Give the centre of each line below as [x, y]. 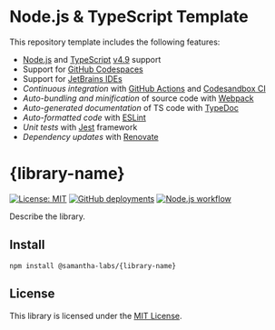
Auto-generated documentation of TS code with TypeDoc [130, 107]
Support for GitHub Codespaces [83, 69]
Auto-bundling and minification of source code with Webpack [138, 98]
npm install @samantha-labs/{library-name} [93, 265]
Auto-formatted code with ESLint [84, 117]
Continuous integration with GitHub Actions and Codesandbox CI [144, 88]
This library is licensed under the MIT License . [96, 315]
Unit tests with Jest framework [80, 127]
